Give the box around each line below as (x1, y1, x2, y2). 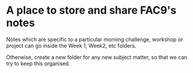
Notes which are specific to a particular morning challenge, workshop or (6, 36, 183, 43)
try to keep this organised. (6, 60, 71, 67)
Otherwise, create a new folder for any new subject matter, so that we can (6, 53, 188, 61)
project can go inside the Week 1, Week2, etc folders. (6, 42, 137, 49)
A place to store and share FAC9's (6, 4, 177, 17)
